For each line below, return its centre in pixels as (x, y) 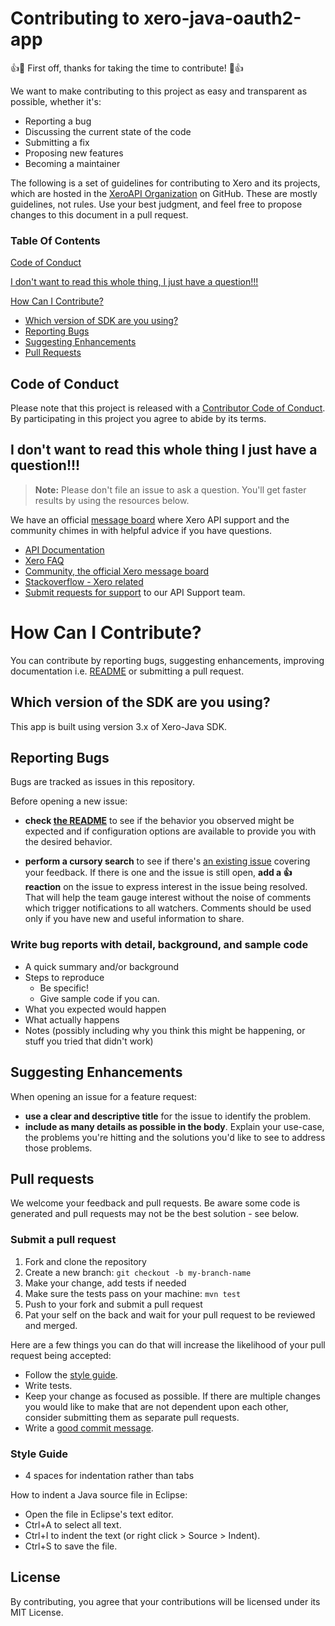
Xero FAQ (44, 560)
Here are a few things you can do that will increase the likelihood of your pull (168, 1344)
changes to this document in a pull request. (99, 214)
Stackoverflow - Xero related (84, 581)
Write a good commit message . (89, 1428)
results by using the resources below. (112, 500)
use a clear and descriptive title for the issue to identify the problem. (167, 1116)
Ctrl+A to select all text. (73, 1524)
